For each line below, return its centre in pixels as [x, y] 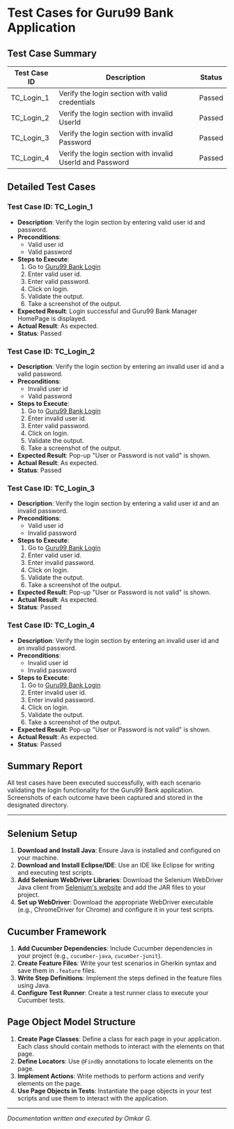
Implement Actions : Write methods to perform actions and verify [111, 1076]
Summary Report [45, 766]
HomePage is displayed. [52, 318]
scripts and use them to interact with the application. [93, 1098]
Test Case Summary [52, 53]
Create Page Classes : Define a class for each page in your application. [119, 1039]
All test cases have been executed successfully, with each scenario [104, 783]
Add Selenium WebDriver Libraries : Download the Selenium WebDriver [120, 880]
